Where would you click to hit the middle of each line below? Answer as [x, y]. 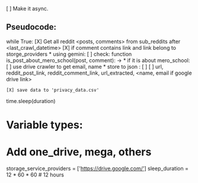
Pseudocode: [31, 27]
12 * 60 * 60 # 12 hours [35, 175]
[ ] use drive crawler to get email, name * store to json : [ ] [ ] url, [85, 66]
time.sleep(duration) [31, 101]
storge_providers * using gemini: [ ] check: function [69, 54]
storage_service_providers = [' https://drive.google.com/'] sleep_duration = [97, 168]
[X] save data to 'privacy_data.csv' [53, 90]
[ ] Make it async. [27, 9]
